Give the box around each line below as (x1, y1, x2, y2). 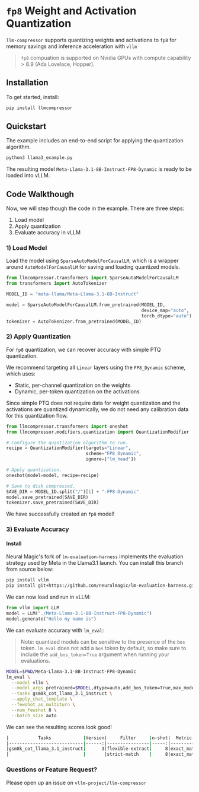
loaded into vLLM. (6, 172, 50, 179)
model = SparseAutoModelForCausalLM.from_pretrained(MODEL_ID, (6, 302, 166, 308)
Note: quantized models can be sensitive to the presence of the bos (20, 638, 185, 645)
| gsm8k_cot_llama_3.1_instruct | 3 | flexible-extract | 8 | (6, 746, 171, 752)
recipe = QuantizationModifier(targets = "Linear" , (6, 445, 131, 451)
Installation (6, 78, 49, 88)
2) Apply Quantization (6, 332, 71, 341)
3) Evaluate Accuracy (6, 525, 69, 533)
